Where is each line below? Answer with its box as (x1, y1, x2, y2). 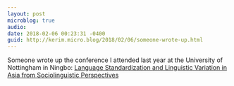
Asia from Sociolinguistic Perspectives (7, 71, 119, 80)
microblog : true (7, 17, 55, 24)
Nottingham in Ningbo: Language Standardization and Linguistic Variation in (7, 63, 228, 72)
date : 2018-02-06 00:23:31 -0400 (7, 30, 106, 37)
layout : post (7, 10, 46, 18)
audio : (7, 23, 27, 30)
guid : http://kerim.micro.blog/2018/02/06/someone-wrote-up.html (7, 37, 203, 44)
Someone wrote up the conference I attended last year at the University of (7, 56, 223, 64)
